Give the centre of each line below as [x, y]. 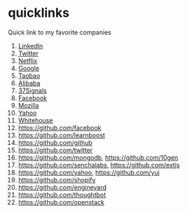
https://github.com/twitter [55, 150]
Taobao [29, 76]
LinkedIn [30, 46]
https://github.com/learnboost [62, 135]
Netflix [28, 60]
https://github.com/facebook [60, 128]
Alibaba [29, 83]
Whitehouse [35, 120]
